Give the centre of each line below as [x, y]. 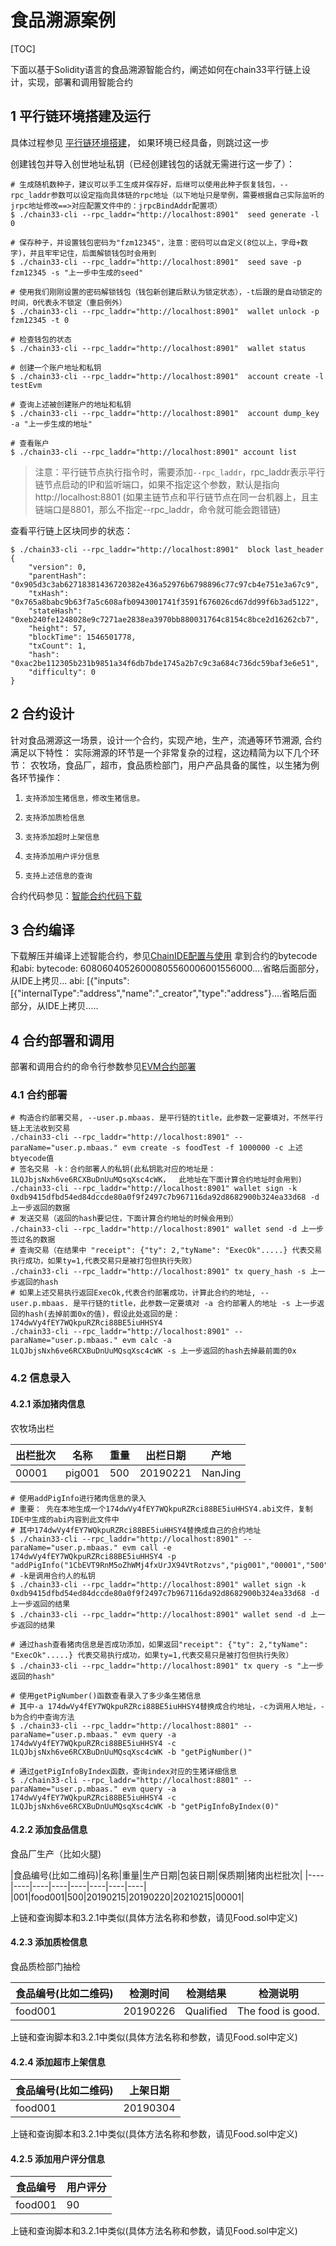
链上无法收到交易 [40, 1129]
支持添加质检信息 [54, 817]
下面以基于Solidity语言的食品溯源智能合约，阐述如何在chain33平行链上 [156, 69]
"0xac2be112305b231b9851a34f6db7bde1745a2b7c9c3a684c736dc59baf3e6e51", [165, 663]
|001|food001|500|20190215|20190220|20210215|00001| [127, 1897]
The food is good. [278, 2011]
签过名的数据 [33, 1240]
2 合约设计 [42, 714]
